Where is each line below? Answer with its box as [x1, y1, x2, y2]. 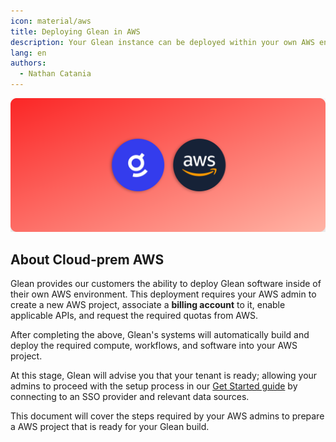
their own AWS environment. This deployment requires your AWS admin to [10, 288, 317, 300]
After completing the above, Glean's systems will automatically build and [10, 329, 310, 341]
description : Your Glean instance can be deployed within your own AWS [10, 37, 315, 47]
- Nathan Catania [19, 69, 92, 79]
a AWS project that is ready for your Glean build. [10, 421, 210, 433]
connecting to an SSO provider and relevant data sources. [10, 391, 250, 403]
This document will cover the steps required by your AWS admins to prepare [10, 410, 325, 422]
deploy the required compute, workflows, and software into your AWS [10, 340, 298, 352]
